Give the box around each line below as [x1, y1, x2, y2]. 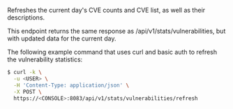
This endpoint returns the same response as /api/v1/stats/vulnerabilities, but [7, 27, 226, 35]
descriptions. [7, 13, 45, 22]
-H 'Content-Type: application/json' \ [13, 82, 130, 89]
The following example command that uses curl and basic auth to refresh [7, 48, 218, 56]
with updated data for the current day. [7, 34, 116, 43]
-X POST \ [13, 88, 42, 95]
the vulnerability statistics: [7, 55, 83, 64]
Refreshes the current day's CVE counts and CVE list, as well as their [7, 6, 206, 14]
